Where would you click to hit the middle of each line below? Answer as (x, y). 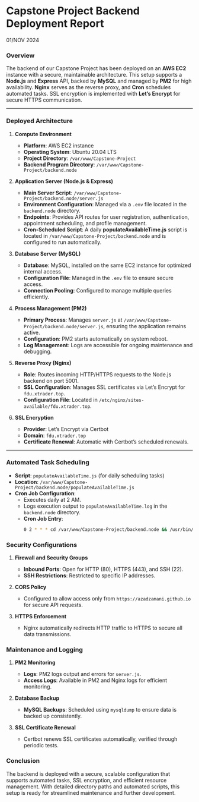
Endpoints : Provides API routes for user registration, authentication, (106, 217)
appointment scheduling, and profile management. (85, 223)
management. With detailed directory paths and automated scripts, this (93, 787)
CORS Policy (31, 587)
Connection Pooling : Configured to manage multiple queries (97, 290)
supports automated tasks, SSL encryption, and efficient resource (86, 780)
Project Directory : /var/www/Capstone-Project (80, 158)
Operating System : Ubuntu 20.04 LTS (70, 152)
